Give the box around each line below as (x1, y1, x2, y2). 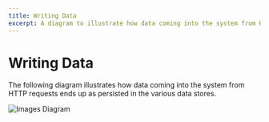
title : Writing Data (8, 11, 78, 20)
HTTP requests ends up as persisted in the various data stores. (8, 89, 217, 99)
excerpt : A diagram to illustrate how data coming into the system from (8, 19, 256, 27)
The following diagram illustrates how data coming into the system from (8, 80, 245, 90)
